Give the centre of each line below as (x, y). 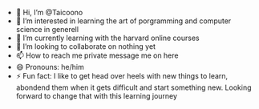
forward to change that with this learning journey (97, 96)
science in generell (47, 29)
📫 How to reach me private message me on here (97, 55)
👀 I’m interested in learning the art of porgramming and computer (123, 21)
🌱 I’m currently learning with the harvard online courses (107, 38)
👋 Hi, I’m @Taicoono (49, 12)
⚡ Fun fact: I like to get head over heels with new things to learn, (122, 76)
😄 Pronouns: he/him (50, 67)
